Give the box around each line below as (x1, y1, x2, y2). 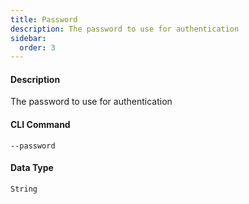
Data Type (10, 162, 54, 174)
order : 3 (19, 42, 56, 53)
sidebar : (10, 33, 47, 43)
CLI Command (10, 119, 71, 131)
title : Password (10, 14, 78, 25)
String (10, 184, 38, 194)
